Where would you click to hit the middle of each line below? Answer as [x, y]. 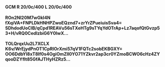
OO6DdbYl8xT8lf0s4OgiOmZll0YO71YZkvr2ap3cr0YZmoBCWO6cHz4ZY [82, 54]
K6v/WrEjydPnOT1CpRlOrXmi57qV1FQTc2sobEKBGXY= [64, 49]
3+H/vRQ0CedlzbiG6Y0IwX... [37, 33]
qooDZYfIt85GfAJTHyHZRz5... [38, 59]
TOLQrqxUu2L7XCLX [27, 44]
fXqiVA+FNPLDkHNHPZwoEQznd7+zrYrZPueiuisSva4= [64, 23]
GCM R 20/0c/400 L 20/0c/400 [38, 7]
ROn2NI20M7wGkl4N [28, 18]
